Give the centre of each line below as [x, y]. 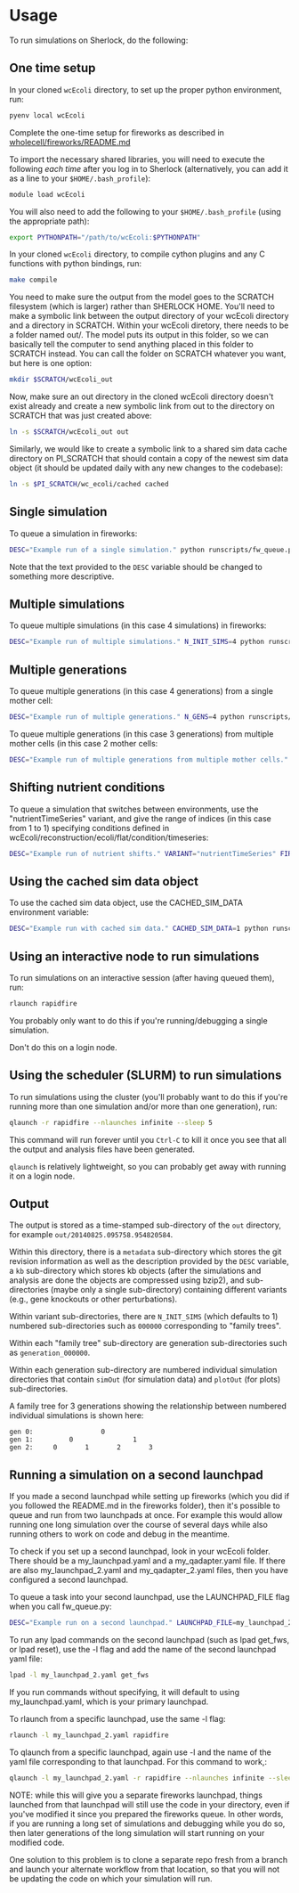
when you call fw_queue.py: [61, 1607]
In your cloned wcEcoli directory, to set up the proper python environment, [145, 89]
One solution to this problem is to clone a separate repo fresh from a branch [148, 1859]
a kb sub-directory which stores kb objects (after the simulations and [135, 1271]
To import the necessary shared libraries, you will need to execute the [137, 159]
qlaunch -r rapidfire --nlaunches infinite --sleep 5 [111, 1122]
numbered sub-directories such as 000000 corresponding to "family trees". [145, 1326]
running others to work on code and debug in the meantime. [119, 1534]
